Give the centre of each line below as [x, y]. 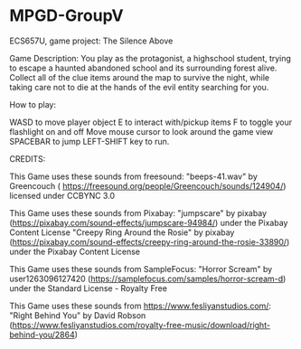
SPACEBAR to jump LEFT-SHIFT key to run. [89, 141]
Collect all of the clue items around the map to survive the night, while [140, 77]
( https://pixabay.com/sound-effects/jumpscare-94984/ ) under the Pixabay [149, 222]
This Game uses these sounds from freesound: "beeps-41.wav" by [133, 176]
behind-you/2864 [42, 335]
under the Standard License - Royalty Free [88, 288]
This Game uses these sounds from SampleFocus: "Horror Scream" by [141, 269]
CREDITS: [28, 158]
